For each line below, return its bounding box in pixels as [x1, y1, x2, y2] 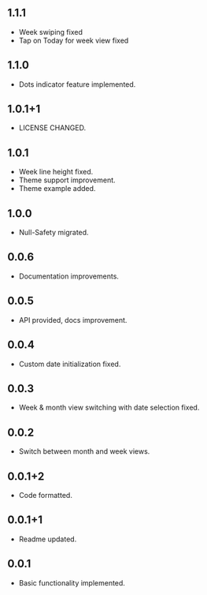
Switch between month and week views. [18, 447, 150, 456]
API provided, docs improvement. [18, 315, 128, 324]
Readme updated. [18, 534, 77, 544]
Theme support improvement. [18, 175, 116, 185]
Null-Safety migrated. [18, 228, 89, 238]
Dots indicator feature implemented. [18, 79, 136, 89]
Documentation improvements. [18, 271, 120, 281]
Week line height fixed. [18, 167, 94, 177]
